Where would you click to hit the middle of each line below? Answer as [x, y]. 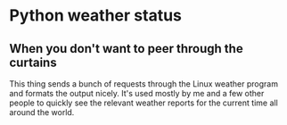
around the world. [42, 112]
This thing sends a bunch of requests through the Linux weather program [144, 84]
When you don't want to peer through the [126, 49]
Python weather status [96, 16]
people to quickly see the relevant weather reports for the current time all [143, 103]
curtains [33, 62]
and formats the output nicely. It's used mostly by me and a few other [137, 93]
